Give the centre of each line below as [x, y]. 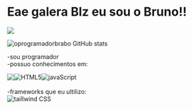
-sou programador [33, 57]
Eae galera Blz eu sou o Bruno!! [97, 12]
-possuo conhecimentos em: [48, 64]
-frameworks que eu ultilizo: [47, 91]
